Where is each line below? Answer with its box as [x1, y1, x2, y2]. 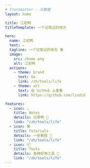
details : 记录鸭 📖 [14, 115, 49, 120]
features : [5, 101, 25, 106]
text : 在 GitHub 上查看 [17, 88, 63, 93]
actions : [9, 65, 27, 71]
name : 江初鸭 [9, 38, 33, 43]
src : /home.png [14, 56, 45, 61]
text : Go [17, 75, 36, 79]
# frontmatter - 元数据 [5, 7, 51, 12]
